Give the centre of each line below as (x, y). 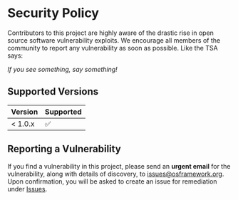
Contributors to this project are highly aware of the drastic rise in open (110, 33)
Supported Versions (53, 91)
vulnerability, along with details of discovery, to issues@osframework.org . (116, 174)
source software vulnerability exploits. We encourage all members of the (114, 40)
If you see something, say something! (62, 69)
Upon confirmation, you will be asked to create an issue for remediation (112, 181)
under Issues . (27, 189)
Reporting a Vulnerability (64, 149)
